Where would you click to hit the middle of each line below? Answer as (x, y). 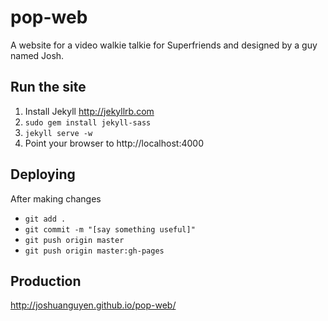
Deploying (43, 174)
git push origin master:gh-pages (94, 251)
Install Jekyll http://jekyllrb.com (89, 111)
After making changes (56, 198)
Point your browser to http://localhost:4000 (114, 143)
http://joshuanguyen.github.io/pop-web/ (93, 305)
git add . (45, 219)
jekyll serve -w (58, 133)
